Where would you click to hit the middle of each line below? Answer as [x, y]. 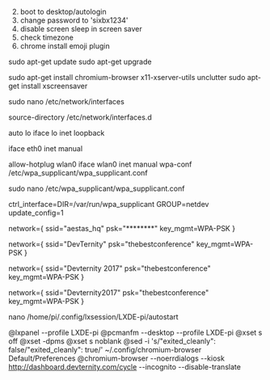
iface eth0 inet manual [46, 148]
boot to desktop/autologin [63, 12]
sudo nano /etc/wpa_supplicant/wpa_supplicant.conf [97, 188]
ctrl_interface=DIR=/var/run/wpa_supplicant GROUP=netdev [109, 204]
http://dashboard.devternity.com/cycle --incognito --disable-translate [124, 367]
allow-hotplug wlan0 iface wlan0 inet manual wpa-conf [100, 164]
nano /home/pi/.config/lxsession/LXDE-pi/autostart [94, 317]
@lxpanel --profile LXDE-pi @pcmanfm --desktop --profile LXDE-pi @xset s [135, 332]
